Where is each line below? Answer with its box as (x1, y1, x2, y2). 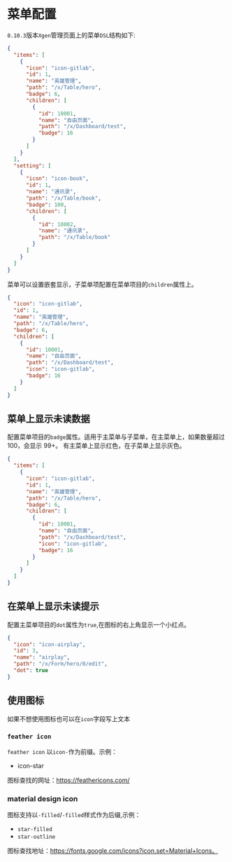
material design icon (7, 793, 78, 803)
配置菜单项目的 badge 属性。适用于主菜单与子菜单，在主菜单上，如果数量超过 (7, 432, 225, 442)
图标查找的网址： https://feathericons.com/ (7, 776, 131, 784)
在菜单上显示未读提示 (7, 601, 99, 613)
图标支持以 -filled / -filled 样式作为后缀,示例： (7, 811, 141, 819)
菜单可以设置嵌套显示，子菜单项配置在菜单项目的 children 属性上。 (7, 280, 198, 288)
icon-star (17, 761, 44, 769)
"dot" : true (13, 667, 49, 674)
